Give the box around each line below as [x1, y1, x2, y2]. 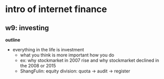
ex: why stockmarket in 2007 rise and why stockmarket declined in [20, 57, 159, 63]
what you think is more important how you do [20, 52, 115, 58]
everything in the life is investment [12, 47, 84, 52]
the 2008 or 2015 [20, 63, 57, 68]
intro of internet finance [5, 4, 107, 15]
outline [5, 37, 21, 43]
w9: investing [5, 24, 49, 32]
